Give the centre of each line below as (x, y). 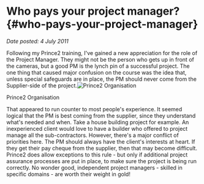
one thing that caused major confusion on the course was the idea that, (96, 72)
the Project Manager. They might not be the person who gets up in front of (100, 59)
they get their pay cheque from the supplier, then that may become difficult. (102, 148)
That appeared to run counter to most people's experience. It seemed (94, 109)
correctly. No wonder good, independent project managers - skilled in (94, 167)
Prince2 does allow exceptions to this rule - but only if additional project (97, 155)
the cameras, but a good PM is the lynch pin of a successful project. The (98, 66)
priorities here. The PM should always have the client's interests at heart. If (101, 141)
